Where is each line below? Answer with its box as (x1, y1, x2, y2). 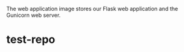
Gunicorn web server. (6, 11, 61, 19)
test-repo (6, 33, 56, 47)
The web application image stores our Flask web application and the (6, 5, 178, 12)
